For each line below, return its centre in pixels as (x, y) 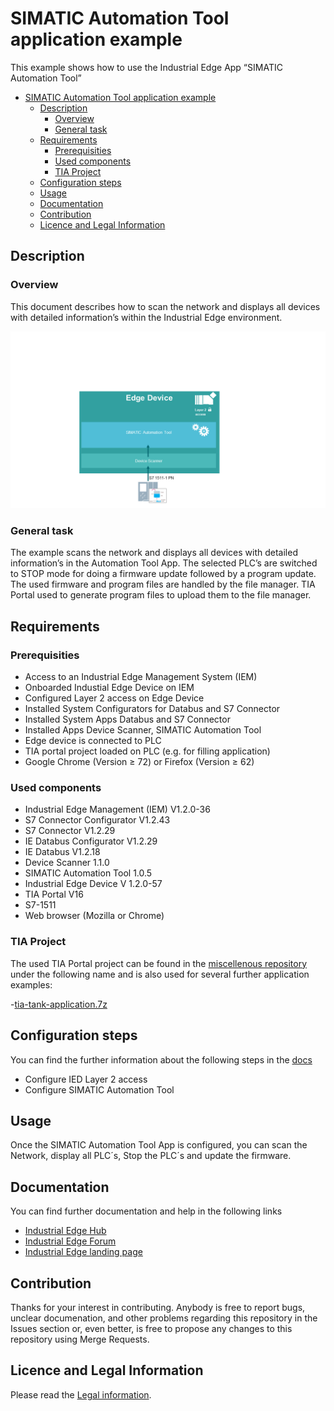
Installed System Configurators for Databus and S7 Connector (152, 709)
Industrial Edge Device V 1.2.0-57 (93, 884)
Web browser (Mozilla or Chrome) (94, 916)
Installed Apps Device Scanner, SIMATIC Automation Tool (143, 730)
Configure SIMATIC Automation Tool (99, 1089)
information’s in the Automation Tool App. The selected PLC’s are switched (164, 563)
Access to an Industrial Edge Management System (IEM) (141, 677)
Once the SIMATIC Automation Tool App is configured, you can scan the (159, 1145)
